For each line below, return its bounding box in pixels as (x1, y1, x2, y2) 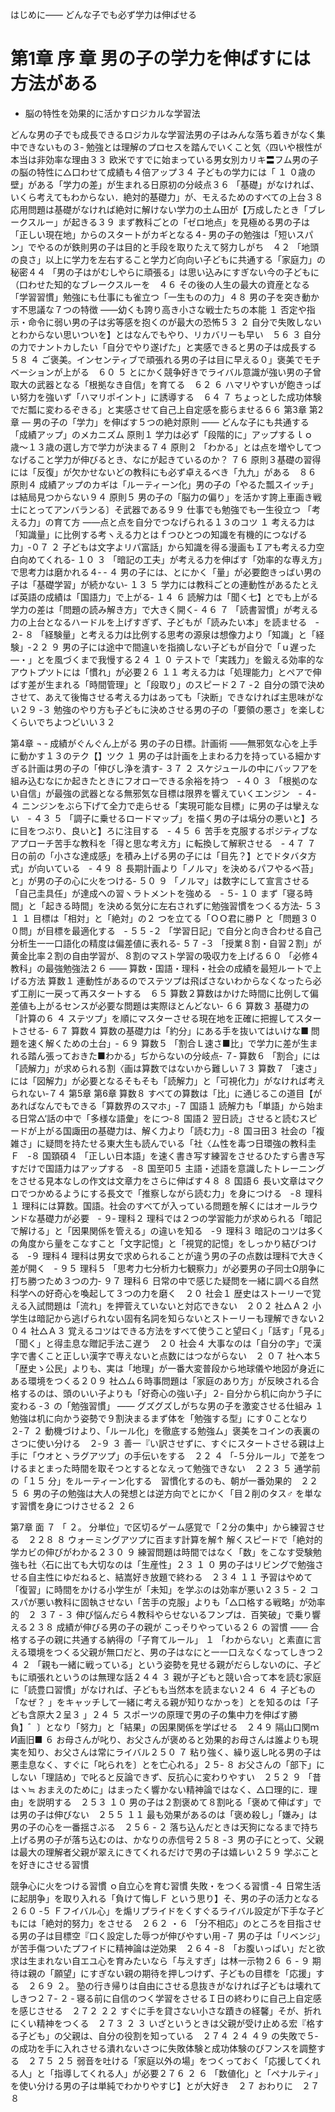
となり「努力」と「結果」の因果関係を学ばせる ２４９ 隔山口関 (44, 1721, 311, 1733)
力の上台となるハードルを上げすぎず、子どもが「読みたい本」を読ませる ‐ (10, 616, 320, 628)
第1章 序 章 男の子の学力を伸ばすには (10, 48, 311, 70)
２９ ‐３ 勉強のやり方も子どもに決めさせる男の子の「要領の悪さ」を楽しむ (18, 703, 325, 715)
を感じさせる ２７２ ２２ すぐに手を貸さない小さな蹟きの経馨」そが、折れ (10, 2004, 322, 2017)
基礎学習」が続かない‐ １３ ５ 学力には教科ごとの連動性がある (36, 578, 293, 590)
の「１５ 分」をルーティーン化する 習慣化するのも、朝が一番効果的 (10, 1474, 292, 1487)
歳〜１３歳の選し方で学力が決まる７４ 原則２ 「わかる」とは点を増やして (10, 441, 313, 453)
